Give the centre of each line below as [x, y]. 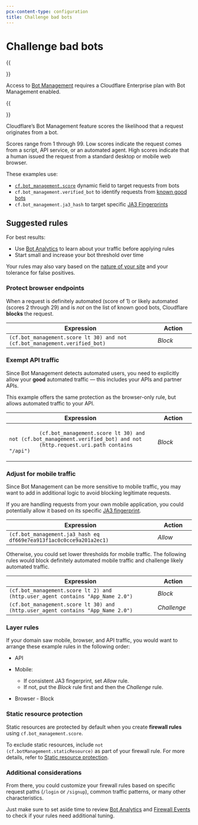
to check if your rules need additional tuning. [60, 816]
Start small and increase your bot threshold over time [79, 255]
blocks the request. [30, 313]
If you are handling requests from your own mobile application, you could [95, 504]
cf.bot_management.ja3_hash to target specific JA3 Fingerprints [91, 204]
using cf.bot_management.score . [45, 733]
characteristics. [25, 798]
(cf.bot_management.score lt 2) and [60, 591]
